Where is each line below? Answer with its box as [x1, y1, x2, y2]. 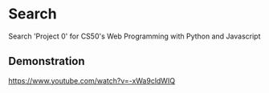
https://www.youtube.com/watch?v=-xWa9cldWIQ [8, 75, 175, 85]
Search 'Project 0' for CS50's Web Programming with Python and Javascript [8, 31, 261, 41]
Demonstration [8, 55, 86, 68]
